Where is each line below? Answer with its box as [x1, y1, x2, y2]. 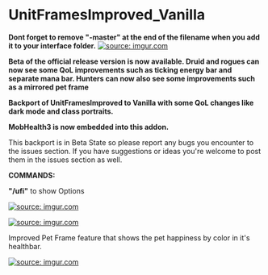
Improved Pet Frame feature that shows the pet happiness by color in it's [8, 232, 250, 243]
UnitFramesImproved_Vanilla [8, 6, 206, 24]
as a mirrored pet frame [8, 82, 89, 92]
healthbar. [8, 241, 42, 251]
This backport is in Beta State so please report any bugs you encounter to [8, 137, 254, 147]
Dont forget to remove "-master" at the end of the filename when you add [8, 32, 261, 42]
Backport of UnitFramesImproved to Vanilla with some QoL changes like [8, 98, 254, 107]
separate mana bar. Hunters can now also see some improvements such [8, 73, 256, 83]
